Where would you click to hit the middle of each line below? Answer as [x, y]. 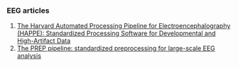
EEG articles [28, 11]
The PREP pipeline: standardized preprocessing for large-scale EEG [116, 49]
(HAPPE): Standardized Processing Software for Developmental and [116, 33]
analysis [29, 56]
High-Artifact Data [44, 41]
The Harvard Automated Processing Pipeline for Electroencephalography [124, 26]
